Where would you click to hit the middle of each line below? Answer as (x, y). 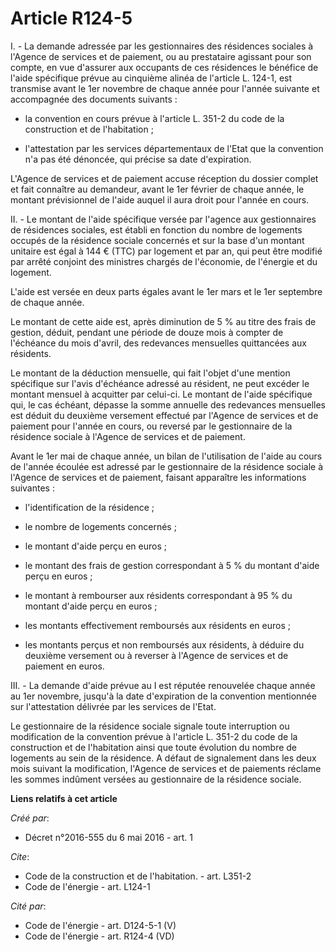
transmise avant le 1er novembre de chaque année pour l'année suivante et (165, 88)
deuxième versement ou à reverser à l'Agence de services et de (156, 655)
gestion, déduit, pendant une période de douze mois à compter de (147, 332)
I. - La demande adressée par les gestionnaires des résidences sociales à (162, 46)
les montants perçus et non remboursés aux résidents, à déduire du (164, 644)
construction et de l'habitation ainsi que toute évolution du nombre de (154, 747)
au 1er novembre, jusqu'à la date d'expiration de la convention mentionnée (163, 696)
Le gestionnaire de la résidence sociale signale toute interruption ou (150, 726)
